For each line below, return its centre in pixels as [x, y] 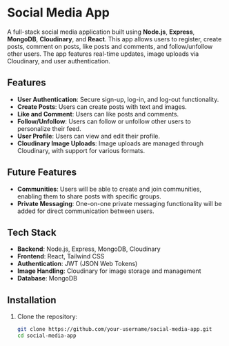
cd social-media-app [47, 336]
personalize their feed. [49, 128]
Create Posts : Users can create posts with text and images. [102, 106]
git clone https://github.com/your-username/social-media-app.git [114, 329]
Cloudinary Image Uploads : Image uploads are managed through [110, 143]
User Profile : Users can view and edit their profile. [89, 136]
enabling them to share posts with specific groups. [89, 196]
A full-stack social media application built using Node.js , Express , [101, 32]
